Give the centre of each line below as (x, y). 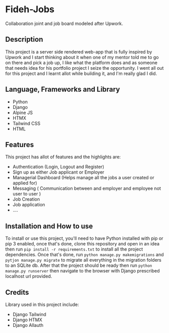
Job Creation (26, 199)
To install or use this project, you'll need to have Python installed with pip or (84, 238)
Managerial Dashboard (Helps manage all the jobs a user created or (83, 178)
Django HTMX (27, 320)
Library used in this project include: (42, 304)
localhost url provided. (29, 276)
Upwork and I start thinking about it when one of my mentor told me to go (82, 57)
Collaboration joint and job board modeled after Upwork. (64, 23)
